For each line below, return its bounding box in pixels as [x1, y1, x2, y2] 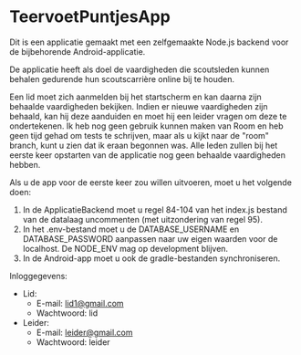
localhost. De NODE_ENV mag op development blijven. [22, 243, 229, 254]
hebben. [9, 159, 41, 170]
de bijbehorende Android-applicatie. [9, 46, 146, 57]
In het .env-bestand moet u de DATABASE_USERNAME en [22, 224, 240, 235]
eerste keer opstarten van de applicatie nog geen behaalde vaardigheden [9, 149, 285, 161]
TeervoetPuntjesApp [9, 6, 171, 27]
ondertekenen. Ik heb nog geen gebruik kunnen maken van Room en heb [9, 120, 285, 131]
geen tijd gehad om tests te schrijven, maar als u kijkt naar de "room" [9, 130, 269, 141]
